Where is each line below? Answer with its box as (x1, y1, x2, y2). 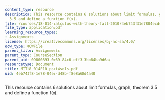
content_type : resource (5, 7, 54, 12)
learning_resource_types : (5, 30, 58, 35)
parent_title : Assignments (5, 48, 60, 53)
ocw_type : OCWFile (5, 44, 43, 49)
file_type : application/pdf (5, 25, 63, 30)
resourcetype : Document (5, 62, 54, 67)
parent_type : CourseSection (5, 52, 63, 58)
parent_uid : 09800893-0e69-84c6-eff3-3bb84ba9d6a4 (5, 57, 111, 62)
